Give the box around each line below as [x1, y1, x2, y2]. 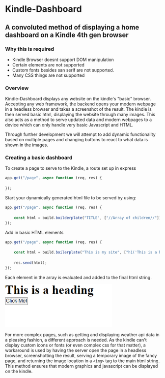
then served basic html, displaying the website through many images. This [5, 112, 156, 118]
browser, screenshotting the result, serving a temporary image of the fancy [5, 352, 157, 358]
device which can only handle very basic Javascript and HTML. [5, 122, 134, 128]
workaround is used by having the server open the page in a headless [5, 347, 146, 353]
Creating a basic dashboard [5, 154, 73, 161]
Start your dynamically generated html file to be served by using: [5, 195, 137, 201]
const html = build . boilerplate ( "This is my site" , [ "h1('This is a [14, 250, 157, 255]
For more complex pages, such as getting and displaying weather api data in [5, 331, 160, 338]
